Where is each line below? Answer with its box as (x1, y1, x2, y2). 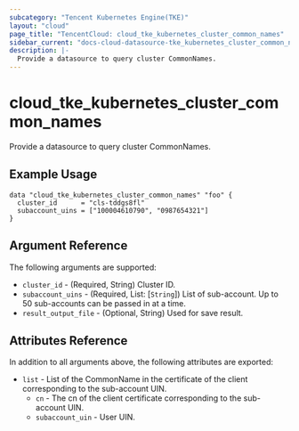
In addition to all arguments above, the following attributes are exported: (9, 357, 274, 368)
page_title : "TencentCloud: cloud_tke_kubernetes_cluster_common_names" (9, 29, 285, 38)
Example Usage (9, 167, 98, 183)
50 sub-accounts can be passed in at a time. (21, 297, 187, 308)
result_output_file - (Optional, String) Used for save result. (21, 307, 244, 318)
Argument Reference (9, 238, 128, 254)
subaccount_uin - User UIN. (35, 411, 136, 423)
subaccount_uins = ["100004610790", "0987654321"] (17, 206, 209, 215)
